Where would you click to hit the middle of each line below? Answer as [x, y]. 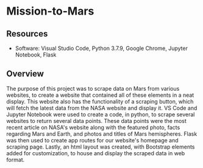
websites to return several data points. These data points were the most [97, 121]
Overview [25, 74]
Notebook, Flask [36, 55]
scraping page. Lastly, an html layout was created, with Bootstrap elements [101, 147]
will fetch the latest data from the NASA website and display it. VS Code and [102, 108]
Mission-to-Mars [50, 11]
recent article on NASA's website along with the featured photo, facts [93, 127]
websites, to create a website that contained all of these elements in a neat [100, 95]
